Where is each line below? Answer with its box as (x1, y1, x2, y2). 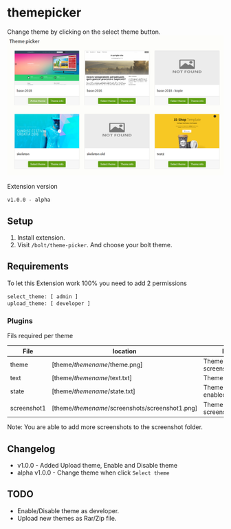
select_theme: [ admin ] (7, 293, 78, 300)
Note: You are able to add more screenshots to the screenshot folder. (7, 423, 203, 431)
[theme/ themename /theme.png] (51, 360, 143, 369)
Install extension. (16, 234, 65, 242)
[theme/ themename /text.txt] (51, 374, 133, 382)
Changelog (7, 443, 56, 455)
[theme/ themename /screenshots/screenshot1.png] (51, 404, 198, 413)
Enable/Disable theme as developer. (16, 506, 120, 515)
